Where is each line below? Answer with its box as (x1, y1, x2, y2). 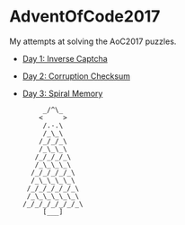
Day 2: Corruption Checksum (22, 70, 130, 82)
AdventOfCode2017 (9, 6, 161, 27)
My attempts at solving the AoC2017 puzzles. (9, 36, 177, 47)
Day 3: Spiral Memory (22, 88, 103, 99)
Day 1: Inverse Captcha (22, 53, 108, 64)
